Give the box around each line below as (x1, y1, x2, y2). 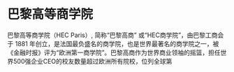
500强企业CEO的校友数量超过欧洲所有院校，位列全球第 (13, 57, 173, 65)
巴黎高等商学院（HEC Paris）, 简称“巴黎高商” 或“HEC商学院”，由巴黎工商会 (7, 31, 224, 39)
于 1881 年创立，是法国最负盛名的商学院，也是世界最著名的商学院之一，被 (7, 39, 219, 48)
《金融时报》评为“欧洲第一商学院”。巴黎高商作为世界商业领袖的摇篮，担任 (7, 48, 221, 57)
